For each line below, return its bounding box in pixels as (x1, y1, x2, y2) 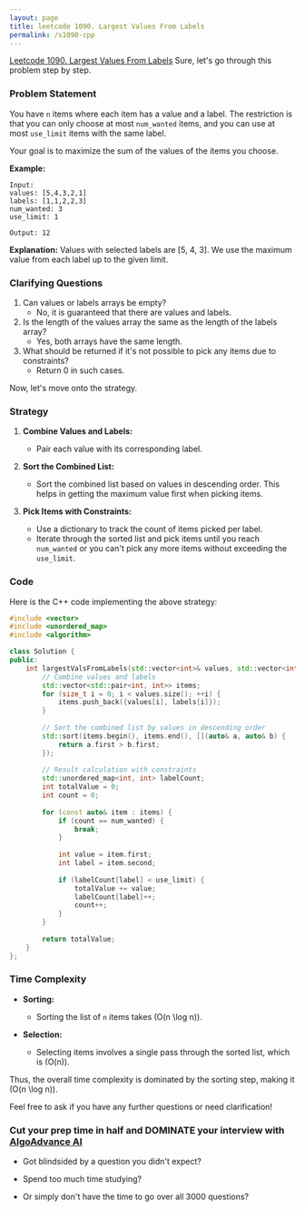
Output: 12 (9, 228, 51, 237)
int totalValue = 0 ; (42, 782, 120, 792)
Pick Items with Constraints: (22, 506, 132, 517)
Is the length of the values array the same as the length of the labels (22, 316, 278, 328)
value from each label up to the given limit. (9, 254, 169, 265)
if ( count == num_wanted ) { (57, 816, 165, 825)
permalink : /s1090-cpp (9, 30, 95, 39)
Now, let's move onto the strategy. (9, 382, 138, 393)
